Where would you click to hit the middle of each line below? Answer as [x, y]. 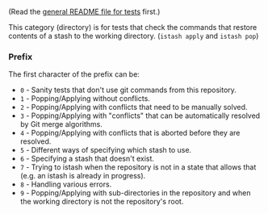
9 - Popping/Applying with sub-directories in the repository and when [136, 193]
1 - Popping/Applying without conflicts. [85, 99]
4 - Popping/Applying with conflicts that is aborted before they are [130, 133]
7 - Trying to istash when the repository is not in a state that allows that [138, 167]
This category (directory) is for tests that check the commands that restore [133, 27]
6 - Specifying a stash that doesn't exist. [87, 159]
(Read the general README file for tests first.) [84, 12]
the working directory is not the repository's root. [102, 202]
